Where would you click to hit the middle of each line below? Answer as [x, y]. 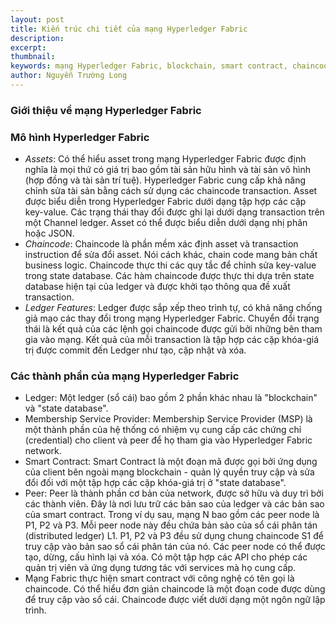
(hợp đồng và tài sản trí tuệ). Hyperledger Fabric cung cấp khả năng [165, 180]
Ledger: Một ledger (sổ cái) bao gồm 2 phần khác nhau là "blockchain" [171, 398]
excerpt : [28, 47]
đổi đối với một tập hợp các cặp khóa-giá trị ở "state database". [155, 483]
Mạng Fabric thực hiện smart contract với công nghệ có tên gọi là [159, 578]
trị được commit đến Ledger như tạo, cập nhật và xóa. [135, 350]
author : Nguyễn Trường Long [69, 76]
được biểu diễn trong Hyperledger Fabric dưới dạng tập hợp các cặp [165, 202]
